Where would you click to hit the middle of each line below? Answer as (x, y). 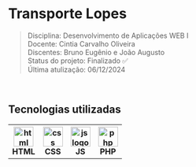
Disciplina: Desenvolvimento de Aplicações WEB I (108, 35)
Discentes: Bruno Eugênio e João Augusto (96, 52)
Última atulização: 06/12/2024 (76, 69)
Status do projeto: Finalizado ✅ (78, 61)
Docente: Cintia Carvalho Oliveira (81, 43)
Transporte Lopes (68, 14)
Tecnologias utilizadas (65, 110)
